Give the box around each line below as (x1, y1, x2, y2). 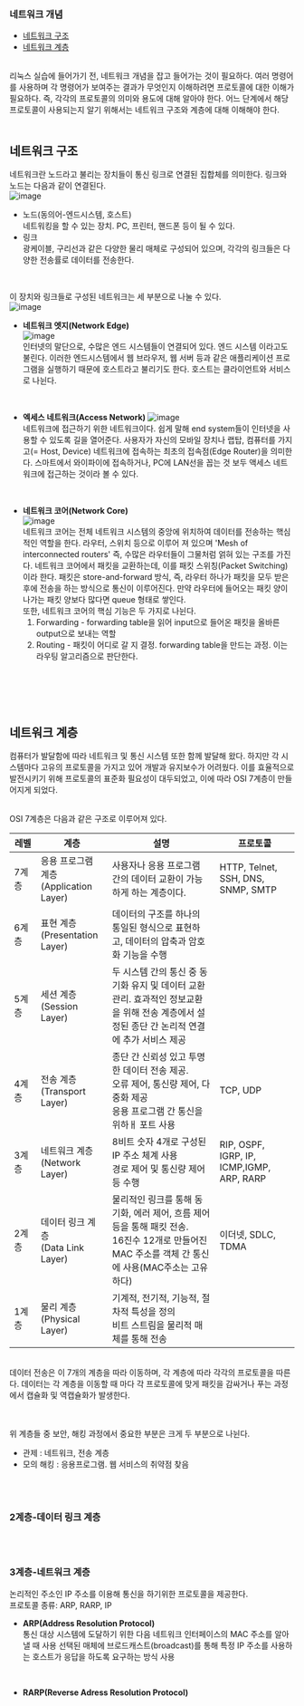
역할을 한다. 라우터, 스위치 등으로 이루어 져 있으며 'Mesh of (39, 537, 249, 549)
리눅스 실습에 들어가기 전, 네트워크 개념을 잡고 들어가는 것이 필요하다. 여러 (9, 71, 270, 82)
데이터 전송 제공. (122, 1064, 189, 1076)
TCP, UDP (219, 1084, 262, 1096)
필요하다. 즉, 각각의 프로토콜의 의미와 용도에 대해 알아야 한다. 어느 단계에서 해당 (9, 93, 290, 104)
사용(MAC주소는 (122, 1261, 190, 1274)
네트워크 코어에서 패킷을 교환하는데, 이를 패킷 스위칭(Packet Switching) (34, 560, 289, 572)
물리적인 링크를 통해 (111, 1193, 193, 1206)
